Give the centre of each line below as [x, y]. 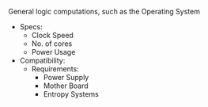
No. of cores [52, 44]
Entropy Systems [71, 94]
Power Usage [53, 52]
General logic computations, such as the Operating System [104, 11]
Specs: [31, 27]
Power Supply [66, 77]
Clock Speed [52, 35]
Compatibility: [42, 60]
